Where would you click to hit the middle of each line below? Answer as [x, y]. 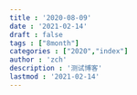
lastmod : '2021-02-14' [55, 77]
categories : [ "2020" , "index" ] [69, 52]
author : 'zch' [38, 60]
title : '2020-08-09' [51, 18]
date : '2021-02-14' [49, 26]
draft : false [37, 34]
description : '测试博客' [56, 69]
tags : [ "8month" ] [44, 43]
